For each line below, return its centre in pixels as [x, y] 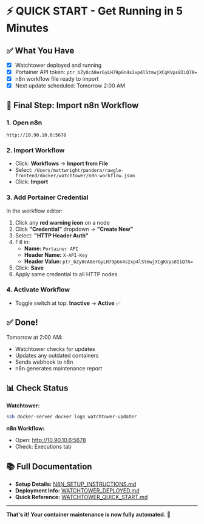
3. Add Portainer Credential [48, 197]
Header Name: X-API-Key [56, 254]
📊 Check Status [37, 388]
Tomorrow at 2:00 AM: [34, 337]
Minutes [27, 28]
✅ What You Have [40, 51]
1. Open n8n [24, 123]
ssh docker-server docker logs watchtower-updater [72, 417]
